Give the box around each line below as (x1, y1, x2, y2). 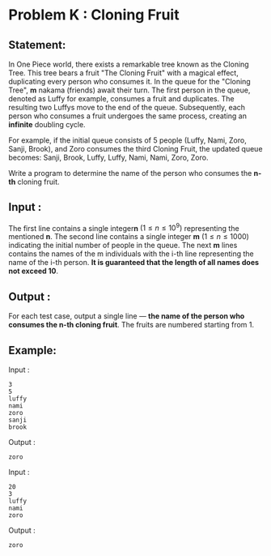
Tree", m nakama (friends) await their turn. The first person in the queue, (8, 85, 251, 95)
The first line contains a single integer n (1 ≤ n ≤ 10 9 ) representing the (8, 221, 240, 233)
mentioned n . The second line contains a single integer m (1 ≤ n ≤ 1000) (8, 232, 249, 242)
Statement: (8, 38, 66, 52)
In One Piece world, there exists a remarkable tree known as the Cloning (8, 59, 249, 69)
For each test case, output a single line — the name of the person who (8, 311, 245, 321)
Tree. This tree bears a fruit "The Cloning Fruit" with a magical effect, (8, 68, 239, 78)
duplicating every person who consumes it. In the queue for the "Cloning (8, 77, 251, 86)
